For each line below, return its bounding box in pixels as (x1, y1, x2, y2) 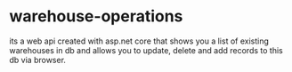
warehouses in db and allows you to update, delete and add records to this (9, 44, 283, 55)
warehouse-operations (9, 6, 183, 27)
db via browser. (9, 54, 67, 65)
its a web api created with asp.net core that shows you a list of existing (9, 36, 270, 46)
